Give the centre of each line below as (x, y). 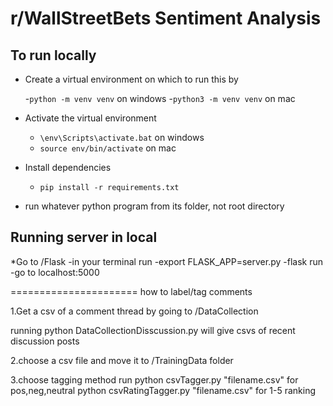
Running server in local (84, 237)
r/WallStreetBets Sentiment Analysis (166, 18)
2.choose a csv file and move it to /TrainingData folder (122, 360)
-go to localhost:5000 (55, 272)
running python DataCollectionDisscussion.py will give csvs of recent (153, 330)
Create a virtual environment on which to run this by (131, 79)
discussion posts (45, 341)
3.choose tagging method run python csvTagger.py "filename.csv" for (154, 379)
